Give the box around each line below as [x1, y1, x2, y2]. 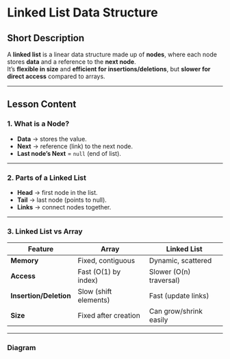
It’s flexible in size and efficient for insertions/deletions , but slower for [7, 65, 211, 73]
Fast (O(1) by [77, 267, 121, 277]
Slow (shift [77, 287, 112, 297]
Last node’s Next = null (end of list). [16, 149, 122, 157]
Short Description [7, 32, 85, 44]
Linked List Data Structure [7, 5, 159, 21]
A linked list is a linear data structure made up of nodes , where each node [7, 50, 218, 58]
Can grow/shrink [149, 307, 203, 316]
